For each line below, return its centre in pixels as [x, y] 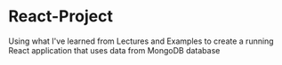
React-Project [60, 16]
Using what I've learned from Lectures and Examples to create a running [141, 41]
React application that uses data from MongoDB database [114, 50]
